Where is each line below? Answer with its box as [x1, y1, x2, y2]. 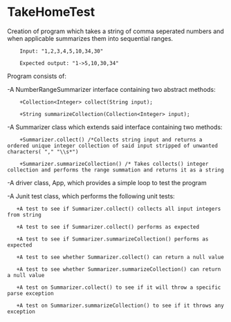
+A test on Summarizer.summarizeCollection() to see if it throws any [16, 302, 225, 309]
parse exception [7, 290, 54, 297]
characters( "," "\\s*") [7, 148, 79, 155]
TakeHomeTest [7, 4, 95, 20]
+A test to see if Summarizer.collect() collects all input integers [16, 205, 221, 212]
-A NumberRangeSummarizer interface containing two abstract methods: [7, 85, 216, 93]
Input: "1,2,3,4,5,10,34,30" [19, 48, 104, 55]
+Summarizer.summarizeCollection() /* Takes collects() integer [19, 160, 209, 167]
